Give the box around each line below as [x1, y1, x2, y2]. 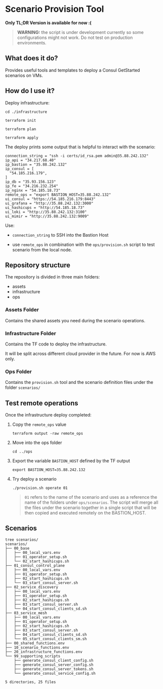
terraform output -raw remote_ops [12, 431, 83, 436]
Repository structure [5, 261, 70, 269]
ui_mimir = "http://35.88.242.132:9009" [5, 213, 90, 219]
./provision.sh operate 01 [12, 485, 68, 491]
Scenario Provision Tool [5, 3, 104, 15]
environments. [17, 39, 47, 45]
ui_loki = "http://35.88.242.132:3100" [5, 209, 87, 214]
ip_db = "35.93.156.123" [5, 179, 56, 184]
